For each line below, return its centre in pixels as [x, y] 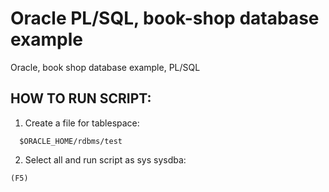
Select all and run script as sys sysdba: [105, 159]
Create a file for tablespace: [82, 123]
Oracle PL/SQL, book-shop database [165, 18]
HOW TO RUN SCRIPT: [81, 98]
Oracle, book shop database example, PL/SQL [105, 67]
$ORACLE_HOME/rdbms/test [71, 141]
